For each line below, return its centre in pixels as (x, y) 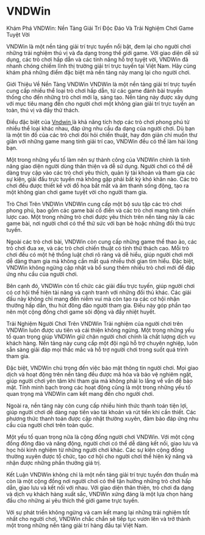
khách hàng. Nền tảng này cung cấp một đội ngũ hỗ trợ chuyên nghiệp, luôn (102, 343)
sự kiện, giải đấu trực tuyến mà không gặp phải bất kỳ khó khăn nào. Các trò (102, 179)
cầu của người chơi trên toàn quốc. (50, 425)
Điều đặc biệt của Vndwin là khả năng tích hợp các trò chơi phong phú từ (98, 122)
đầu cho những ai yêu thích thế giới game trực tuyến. (73, 500)
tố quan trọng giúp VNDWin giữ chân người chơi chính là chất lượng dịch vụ (101, 336)
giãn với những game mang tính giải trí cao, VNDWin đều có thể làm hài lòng (102, 141)
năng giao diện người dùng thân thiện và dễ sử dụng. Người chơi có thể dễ (100, 166)
